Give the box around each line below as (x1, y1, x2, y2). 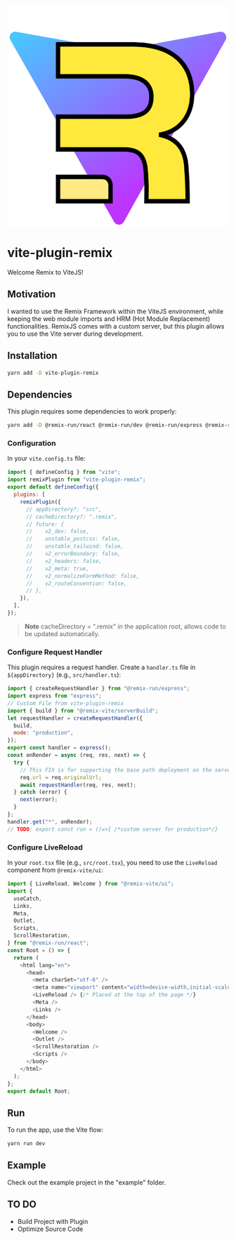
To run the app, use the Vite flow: (7, 1126, 104, 1134)
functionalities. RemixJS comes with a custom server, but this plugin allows (7, 322, 225, 330)
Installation (7, 350, 58, 362)
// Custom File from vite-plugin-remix (7, 699, 124, 707)
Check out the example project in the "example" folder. (7, 1178, 166, 1187)
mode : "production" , (13, 730, 74, 737)
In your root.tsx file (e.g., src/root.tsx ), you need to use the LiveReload (7, 859, 218, 867)
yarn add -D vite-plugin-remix (7, 369, 99, 376)
